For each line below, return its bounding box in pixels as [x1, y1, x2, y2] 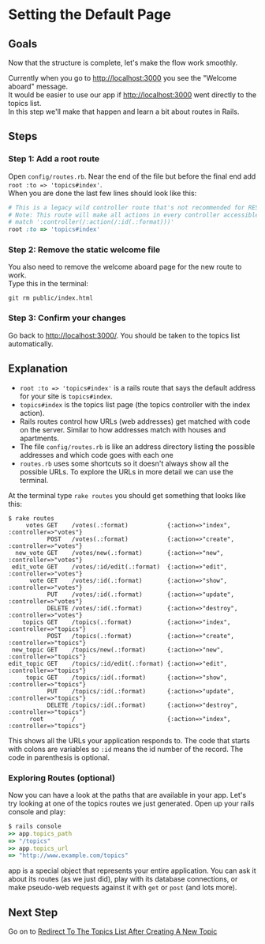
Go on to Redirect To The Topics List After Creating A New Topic [8, 927, 218, 936]
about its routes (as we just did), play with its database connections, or [8, 874, 238, 884]
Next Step [8, 905, 58, 919]
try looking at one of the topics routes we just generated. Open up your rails [8, 799, 255, 808]
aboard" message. [8, 81, 69, 91]
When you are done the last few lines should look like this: [8, 188, 197, 198]
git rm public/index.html [8, 294, 93, 302]
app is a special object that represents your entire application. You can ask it [8, 866, 256, 875]
